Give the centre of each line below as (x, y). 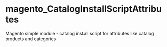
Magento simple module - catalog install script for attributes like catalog (80, 33)
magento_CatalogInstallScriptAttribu (84, 9)
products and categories (31, 39)
